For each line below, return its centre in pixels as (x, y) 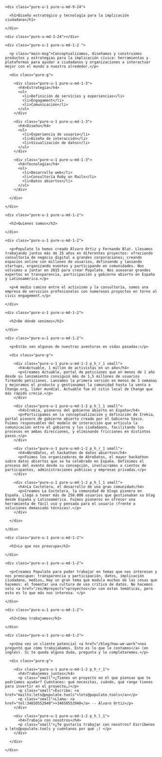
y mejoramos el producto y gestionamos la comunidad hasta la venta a (78, 385)
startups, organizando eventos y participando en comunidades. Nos (75, 266)
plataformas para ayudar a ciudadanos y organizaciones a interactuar (78, 62)
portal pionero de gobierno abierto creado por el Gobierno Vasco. (75, 419)
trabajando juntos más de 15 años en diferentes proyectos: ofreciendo (79, 253)
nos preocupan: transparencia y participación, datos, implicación (75, 576)
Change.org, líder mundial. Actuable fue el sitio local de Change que (79, 389)
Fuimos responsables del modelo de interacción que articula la (71, 423)
